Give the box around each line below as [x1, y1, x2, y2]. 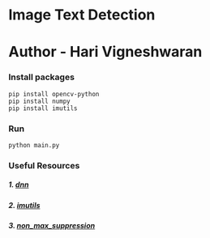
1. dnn [8, 180, 29, 189]
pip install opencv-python [8, 90, 100, 98]
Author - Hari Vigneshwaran [8, 43, 203, 62]
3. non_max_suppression [8, 221, 96, 231]
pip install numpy [8, 97, 71, 105]
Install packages [8, 71, 75, 83]
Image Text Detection [8, 6, 156, 24]
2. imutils [8, 200, 41, 210]
